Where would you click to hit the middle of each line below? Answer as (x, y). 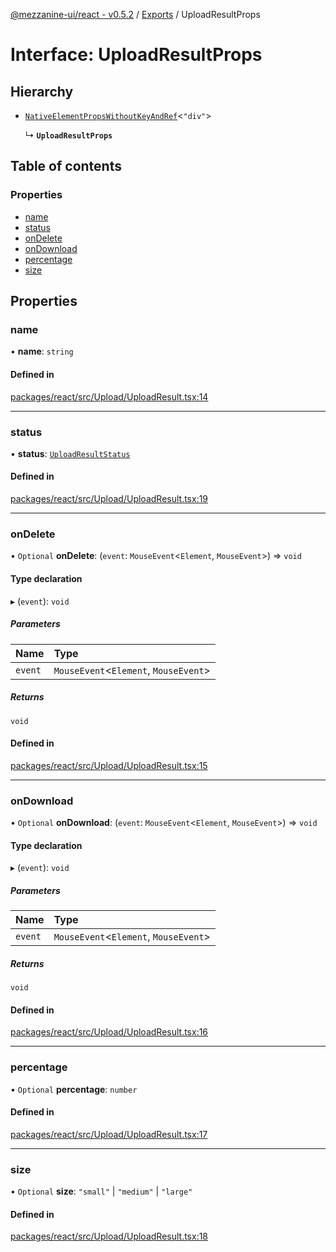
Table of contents (66, 166)
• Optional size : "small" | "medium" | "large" (101, 1191)
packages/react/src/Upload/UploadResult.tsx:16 (109, 1032)
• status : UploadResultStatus (70, 453)
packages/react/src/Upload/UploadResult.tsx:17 (109, 1134)
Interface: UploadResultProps (136, 55)
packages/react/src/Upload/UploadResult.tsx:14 (109, 396)
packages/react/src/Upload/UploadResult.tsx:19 (109, 499)
